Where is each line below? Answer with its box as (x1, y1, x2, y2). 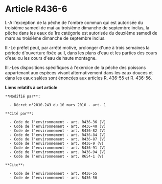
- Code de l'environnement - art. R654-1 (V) (9, 154, 104, 159)
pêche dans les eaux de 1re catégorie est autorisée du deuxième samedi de (5, 30, 158, 36)
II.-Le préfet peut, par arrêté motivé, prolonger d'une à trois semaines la (5, 45, 150, 50)
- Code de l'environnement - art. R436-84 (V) (9, 132, 106, 138)
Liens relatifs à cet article (5, 84, 58, 90)
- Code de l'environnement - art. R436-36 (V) (9, 119, 106, 124)
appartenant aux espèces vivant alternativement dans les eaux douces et (5, 69, 153, 75)
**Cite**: (5, 162, 25, 167)
